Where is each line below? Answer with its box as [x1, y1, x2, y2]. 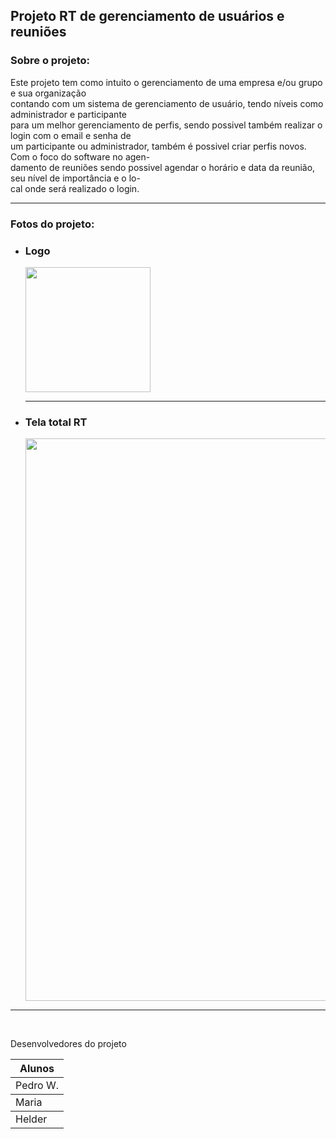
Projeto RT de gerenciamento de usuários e [10, 8, 285, 25]
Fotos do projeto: [10, 217, 95, 231]
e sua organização [10, 87, 87, 99]
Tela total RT [24, 415, 88, 429]
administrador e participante [10, 108, 127, 120]
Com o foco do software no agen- [10, 150, 151, 163]
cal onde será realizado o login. [10, 182, 140, 194]
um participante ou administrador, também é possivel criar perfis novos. [10, 140, 307, 152]
